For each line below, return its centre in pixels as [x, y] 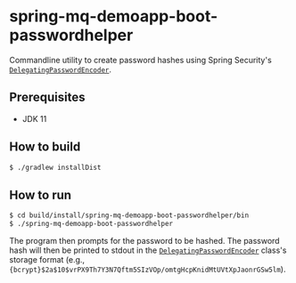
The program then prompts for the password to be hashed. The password [144, 241]
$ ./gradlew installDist [55, 167]
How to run [41, 194]
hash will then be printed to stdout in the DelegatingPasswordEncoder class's [148, 250]
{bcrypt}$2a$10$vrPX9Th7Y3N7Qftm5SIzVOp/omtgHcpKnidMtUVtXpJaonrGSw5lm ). [148, 269]
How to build [45, 147]
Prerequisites [47, 97]
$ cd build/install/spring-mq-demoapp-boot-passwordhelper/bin [129, 215]
